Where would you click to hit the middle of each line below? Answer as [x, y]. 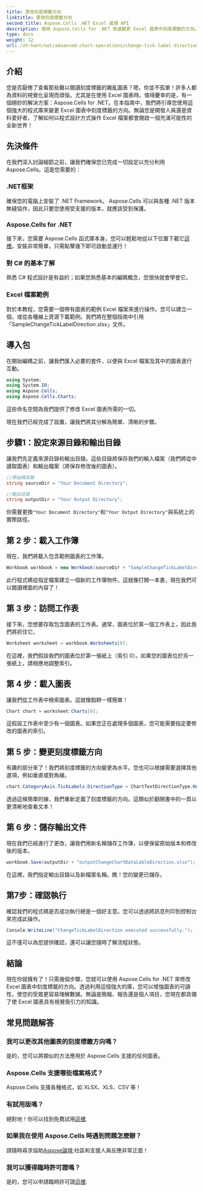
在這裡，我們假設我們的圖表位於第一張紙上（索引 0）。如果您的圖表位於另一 [100, 655]
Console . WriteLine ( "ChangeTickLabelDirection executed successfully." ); [100, 930]
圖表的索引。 [33, 731]
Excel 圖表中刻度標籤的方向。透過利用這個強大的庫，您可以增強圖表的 [93, 986]
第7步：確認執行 [37, 895]
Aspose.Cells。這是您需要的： [44, 169]
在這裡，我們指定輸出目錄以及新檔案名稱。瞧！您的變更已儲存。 [85, 874]
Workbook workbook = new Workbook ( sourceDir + [66, 568]
